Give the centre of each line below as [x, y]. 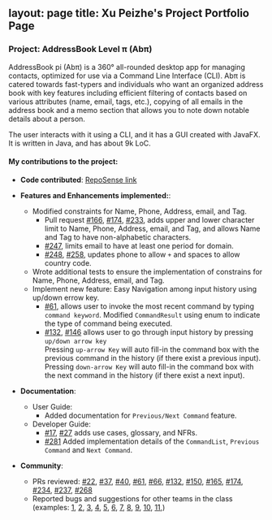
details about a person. [47, 119]
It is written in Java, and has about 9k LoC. [80, 143]
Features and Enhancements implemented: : [95, 195]
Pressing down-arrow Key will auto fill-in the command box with [149, 366]
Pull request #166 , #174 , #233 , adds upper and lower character [149, 219]
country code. [68, 262]
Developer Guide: [61, 424]
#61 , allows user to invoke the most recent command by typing [149, 306]
